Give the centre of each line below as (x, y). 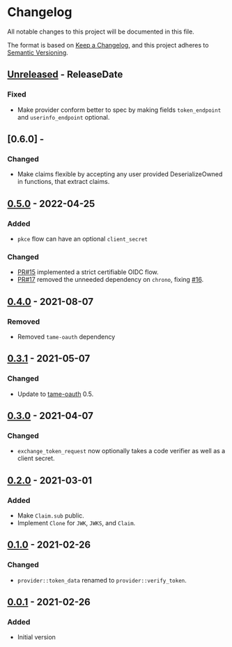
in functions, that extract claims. (63, 182)
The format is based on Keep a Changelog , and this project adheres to (108, 45)
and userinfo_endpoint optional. (63, 117)
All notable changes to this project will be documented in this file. (101, 31)
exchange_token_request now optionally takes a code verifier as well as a (121, 451)
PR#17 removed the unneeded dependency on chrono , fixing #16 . (110, 280)
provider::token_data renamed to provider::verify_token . (102, 580)
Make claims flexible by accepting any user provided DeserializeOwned (120, 174)
